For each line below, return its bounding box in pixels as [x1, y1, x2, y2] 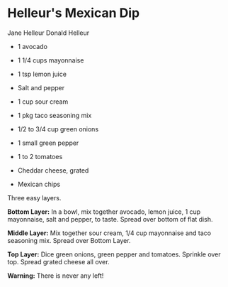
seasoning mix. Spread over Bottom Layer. [7, 236, 131, 244]
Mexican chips [17, 180, 61, 188]
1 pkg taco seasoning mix [17, 111, 92, 119]
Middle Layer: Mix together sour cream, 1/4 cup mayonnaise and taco [7, 229, 211, 237]
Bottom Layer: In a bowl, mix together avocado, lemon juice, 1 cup [7, 207, 201, 216]
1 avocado [17, 42, 48, 50]
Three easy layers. [7, 193, 62, 202]
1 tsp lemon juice [17, 70, 67, 78]
